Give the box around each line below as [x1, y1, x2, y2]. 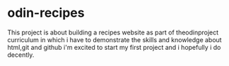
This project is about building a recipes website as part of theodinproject [7, 28, 219, 37]
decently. [7, 51, 35, 59]
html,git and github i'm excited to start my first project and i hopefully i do [7, 43, 221, 51]
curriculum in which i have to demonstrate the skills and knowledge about [7, 35, 222, 44]
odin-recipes [7, 5, 85, 21]
